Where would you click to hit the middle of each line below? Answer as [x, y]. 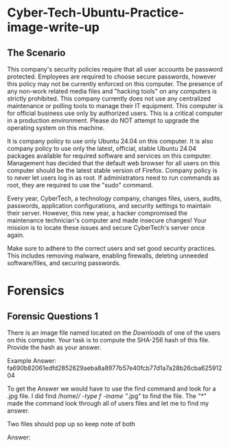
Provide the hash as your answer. [54, 347]
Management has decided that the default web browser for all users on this [114, 163]
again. [16, 235]
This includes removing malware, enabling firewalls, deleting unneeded [107, 256]
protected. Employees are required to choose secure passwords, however [112, 76]
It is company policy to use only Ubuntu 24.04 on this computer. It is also [110, 141]
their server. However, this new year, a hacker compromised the [97, 213]
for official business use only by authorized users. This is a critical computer [115, 113]
